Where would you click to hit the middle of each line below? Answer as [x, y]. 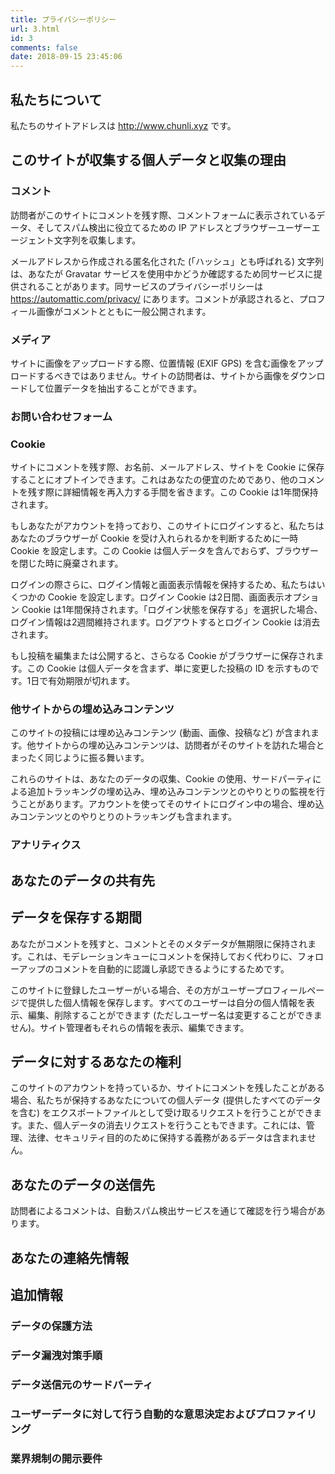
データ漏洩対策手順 [56, 1355]
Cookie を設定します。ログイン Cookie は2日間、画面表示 [166, 597]
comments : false [44, 47]
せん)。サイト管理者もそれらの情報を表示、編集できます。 [130, 1027]
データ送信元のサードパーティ [82, 1384]
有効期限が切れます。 [91, 681]
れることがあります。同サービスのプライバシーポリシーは [145, 286]
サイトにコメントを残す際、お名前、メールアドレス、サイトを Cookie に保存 [167, 467]
